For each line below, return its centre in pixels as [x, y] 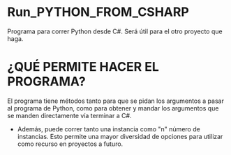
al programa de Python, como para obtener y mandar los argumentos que [113, 108]
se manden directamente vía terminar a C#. [69, 115]
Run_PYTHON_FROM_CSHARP [98, 12]
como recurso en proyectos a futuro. [70, 144]
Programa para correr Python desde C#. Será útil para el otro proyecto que [115, 31]
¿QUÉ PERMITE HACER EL [83, 67]
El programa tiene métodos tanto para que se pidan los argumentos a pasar [116, 101]
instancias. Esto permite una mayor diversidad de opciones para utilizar [120, 136]
